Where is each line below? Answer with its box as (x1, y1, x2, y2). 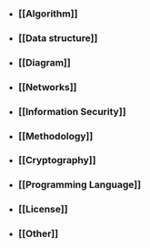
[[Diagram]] (17, 56, 71, 68)
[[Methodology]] (17, 129, 94, 142)
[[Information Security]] (17, 105, 126, 118)
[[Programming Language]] (17, 179, 142, 191)
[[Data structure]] (17, 31, 98, 44)
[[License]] (17, 203, 68, 216)
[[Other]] (17, 227, 59, 240)
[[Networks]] (17, 80, 77, 93)
